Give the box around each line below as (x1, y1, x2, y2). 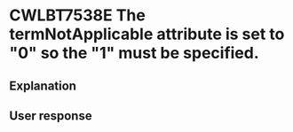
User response (9, 108, 92, 123)
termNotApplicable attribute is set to (9, 24, 285, 44)
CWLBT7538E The (9, 5, 146, 26)
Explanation (9, 78, 77, 93)
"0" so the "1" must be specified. (9, 43, 259, 63)
